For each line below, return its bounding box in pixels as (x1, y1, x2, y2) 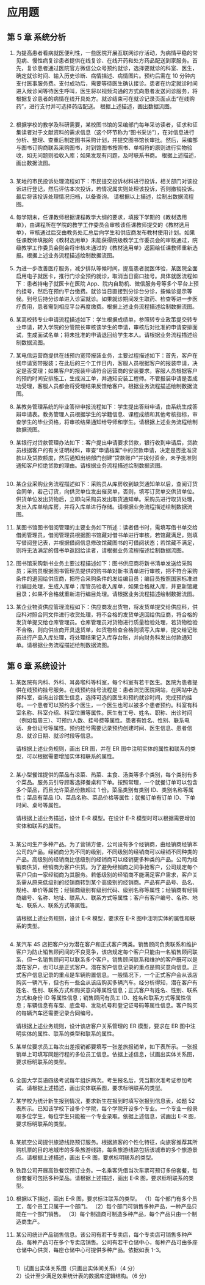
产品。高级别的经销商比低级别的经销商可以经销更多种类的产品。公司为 (15, 855, 193, 863)
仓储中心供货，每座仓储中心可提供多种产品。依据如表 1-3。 (15, 1246, 165, 1253)
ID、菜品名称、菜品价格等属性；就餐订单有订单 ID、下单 (54, 793, 196, 801)
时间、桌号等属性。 (15, 801, 65, 809)
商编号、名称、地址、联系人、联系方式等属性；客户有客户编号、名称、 (15, 894, 193, 901)
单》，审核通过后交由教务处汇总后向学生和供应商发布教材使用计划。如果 (15, 229, 195, 236)
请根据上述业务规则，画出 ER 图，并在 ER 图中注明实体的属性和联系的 (15, 745, 191, 752)
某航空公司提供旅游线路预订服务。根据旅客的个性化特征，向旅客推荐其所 (15, 1138, 198, 1146)
